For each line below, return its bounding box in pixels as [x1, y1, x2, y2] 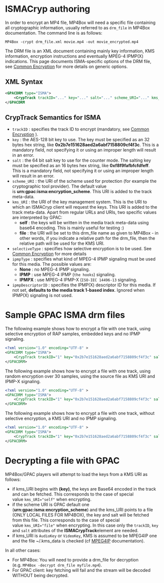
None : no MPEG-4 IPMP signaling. [19, 266, 90, 272]
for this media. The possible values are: [12, 261, 92, 267]
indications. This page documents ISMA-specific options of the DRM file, [5, 58, 151, 64]
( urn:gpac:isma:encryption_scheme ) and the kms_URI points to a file [12, 507, 153, 513]
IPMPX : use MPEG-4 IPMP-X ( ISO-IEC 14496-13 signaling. [19, 277, 138, 283]
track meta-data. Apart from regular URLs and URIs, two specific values [12, 209, 157, 216]
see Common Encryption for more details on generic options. [5, 64, 128, 69]
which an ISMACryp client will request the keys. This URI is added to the [12, 204, 158, 210]
